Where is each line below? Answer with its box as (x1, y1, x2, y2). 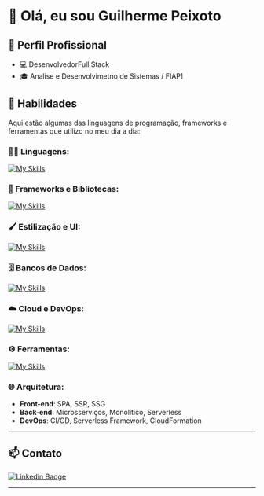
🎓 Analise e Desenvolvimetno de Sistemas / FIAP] (19, 72, 184, 81)
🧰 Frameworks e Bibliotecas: (8, 184, 119, 195)
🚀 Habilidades (8, 97, 77, 111)
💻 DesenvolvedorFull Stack (19, 60, 110, 69)
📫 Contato (8, 447, 63, 461)
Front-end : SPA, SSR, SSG (19, 399, 106, 408)
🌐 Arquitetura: (8, 381, 64, 392)
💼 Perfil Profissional (8, 39, 108, 52)
